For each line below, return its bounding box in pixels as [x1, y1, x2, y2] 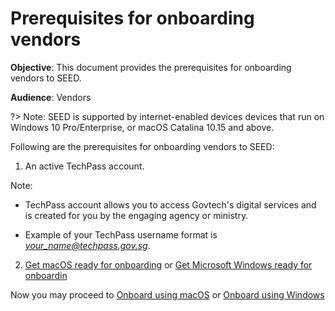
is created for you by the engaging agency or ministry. [24, 209, 249, 221]
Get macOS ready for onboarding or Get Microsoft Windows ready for [24, 258, 313, 271]
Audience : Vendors [10, 91, 92, 103]
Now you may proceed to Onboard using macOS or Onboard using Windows [10, 288, 325, 301]
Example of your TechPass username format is [24, 228, 218, 241]
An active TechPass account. [24, 160, 145, 172]
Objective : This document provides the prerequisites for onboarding [10, 61, 292, 73]
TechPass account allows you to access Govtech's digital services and [24, 198, 317, 211]
